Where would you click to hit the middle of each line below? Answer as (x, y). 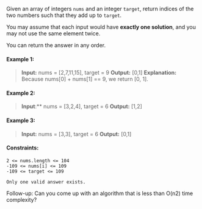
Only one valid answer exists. (46, 182)
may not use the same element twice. (53, 33)
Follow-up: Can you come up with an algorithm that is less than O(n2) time (100, 193)
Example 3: (21, 120)
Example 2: (21, 93)
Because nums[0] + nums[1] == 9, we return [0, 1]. (85, 79)
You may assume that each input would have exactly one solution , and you (101, 27)
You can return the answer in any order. (56, 45)
